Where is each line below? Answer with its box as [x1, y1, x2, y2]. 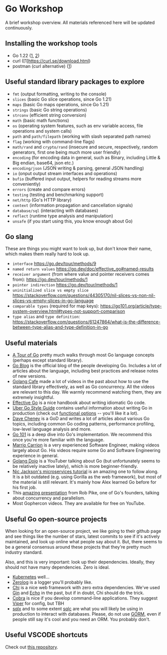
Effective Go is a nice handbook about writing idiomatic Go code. [12, 400, 146, 406]
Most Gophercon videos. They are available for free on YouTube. [12, 500, 146, 506]
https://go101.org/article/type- [100, 303, 162, 309]
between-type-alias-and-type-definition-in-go [12, 324, 108, 330]
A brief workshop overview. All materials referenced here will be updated [5, 19, 155, 25]
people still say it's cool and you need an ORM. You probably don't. [12, 617, 151, 622]
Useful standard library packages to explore [5, 78, 145, 86]
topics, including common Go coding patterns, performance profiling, [12, 421, 155, 427]
